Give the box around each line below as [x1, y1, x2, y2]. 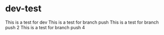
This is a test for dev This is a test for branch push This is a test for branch [5, 19, 159, 25]
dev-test [5, 3, 42, 14]
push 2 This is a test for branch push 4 [5, 24, 85, 30]
